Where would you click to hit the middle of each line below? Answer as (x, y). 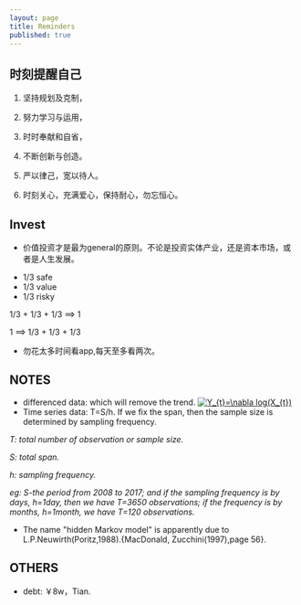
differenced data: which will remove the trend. (109, 402)
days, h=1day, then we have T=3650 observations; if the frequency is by (146, 502)
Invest (27, 224)
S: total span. (35, 457)
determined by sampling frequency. (89, 421)
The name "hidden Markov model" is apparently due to (126, 529)
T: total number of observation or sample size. (97, 439)
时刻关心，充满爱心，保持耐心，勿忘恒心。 (103, 195)
